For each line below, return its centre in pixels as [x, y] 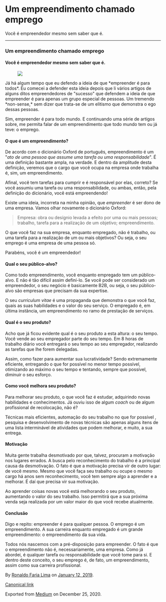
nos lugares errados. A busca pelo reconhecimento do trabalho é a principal [83, 461]
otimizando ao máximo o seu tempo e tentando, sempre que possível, [76, 369]
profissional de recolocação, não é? [41, 407]
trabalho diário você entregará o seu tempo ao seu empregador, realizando [82, 344]
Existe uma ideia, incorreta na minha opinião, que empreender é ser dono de [83, 203]
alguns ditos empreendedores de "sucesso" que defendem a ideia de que [80, 94]
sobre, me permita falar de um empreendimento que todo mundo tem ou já [81, 124]
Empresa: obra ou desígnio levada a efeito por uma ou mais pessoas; [87, 218]
